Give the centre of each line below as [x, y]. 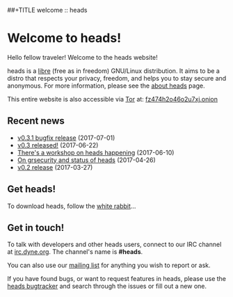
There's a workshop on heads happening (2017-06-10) [96, 152]
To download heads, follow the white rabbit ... [72, 206]
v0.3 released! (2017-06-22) [58, 145]
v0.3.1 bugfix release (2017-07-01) [66, 138]
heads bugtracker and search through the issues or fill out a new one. [107, 286]
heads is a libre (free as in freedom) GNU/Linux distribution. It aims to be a [114, 71]
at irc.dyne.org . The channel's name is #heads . [75, 252]
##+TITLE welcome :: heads [47, 10]
